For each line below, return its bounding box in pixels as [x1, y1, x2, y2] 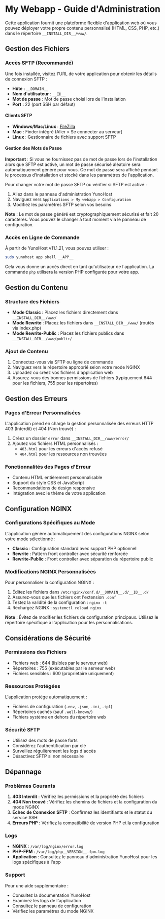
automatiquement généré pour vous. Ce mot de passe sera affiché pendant [5, 167, 158, 173]
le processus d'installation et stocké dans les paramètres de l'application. [5, 172, 154, 178]
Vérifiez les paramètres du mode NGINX [12, 908, 94, 914]
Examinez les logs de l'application [12, 897, 81, 903]
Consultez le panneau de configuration [12, 903, 92, 909]
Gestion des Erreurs [5, 394, 68, 403]
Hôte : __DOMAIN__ [12, 85, 48, 91]
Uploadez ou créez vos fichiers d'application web [12, 369, 113, 376]
